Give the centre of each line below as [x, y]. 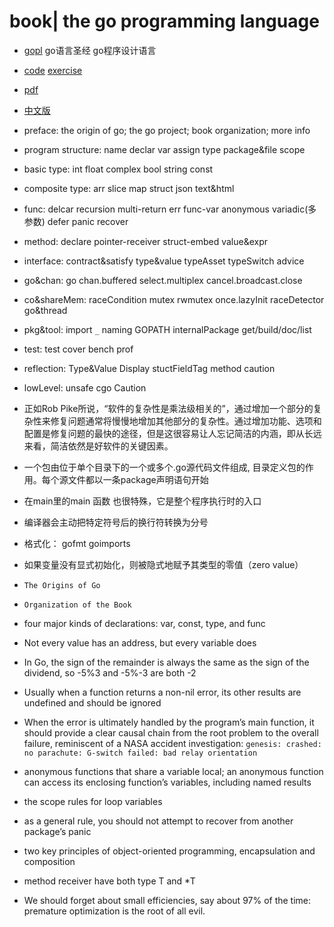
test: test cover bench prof [78, 349]
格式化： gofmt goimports [77, 543]
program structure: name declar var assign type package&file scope [164, 149]
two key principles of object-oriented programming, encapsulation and [169, 851]
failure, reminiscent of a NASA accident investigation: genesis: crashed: [172, 743]
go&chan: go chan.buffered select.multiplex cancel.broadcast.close [163, 280]
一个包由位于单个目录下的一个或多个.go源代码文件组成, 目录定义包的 [164, 467]
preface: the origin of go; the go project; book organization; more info [167, 130]
